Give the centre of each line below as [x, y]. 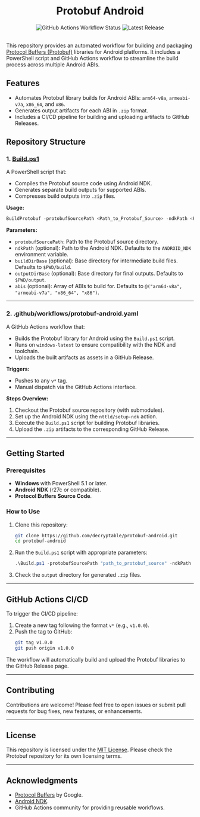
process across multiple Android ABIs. [53, 65]
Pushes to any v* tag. [41, 380]
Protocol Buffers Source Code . [53, 496]
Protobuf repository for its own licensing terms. [64, 756]
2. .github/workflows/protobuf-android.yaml [72, 314]
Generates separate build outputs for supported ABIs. [80, 190]
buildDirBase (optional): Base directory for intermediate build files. [96, 261]
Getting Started [35, 453]
